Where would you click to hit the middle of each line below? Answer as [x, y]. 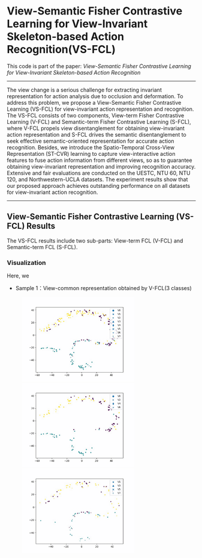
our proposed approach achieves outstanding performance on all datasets [99, 185]
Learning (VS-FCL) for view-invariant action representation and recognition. [100, 109]
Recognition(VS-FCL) [61, 50]
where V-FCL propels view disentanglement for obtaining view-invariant [96, 128]
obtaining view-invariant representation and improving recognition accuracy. [101, 166]
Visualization [26, 262]
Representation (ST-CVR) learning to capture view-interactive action [91, 153]
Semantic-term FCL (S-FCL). [42, 247]
